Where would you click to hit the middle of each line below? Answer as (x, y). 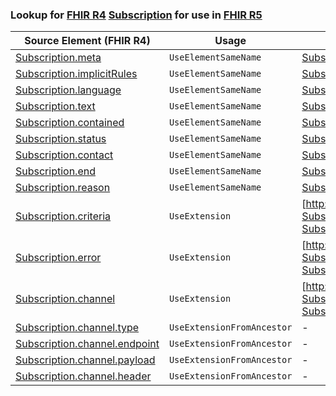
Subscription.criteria (63, 216)
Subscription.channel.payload (85, 360)
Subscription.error (58, 258)
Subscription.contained (70, 123)
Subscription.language (68, 90)
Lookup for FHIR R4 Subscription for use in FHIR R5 (136, 15)
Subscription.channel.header (83, 376)
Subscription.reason (63, 188)
